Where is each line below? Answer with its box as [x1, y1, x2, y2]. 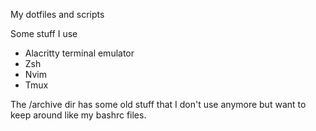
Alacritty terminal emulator [24, 47, 135, 59]
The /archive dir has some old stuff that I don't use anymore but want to [10, 99, 307, 110]
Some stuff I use [10, 28, 78, 39]
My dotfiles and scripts [10, 9, 105, 20]
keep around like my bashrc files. [10, 109, 147, 121]
